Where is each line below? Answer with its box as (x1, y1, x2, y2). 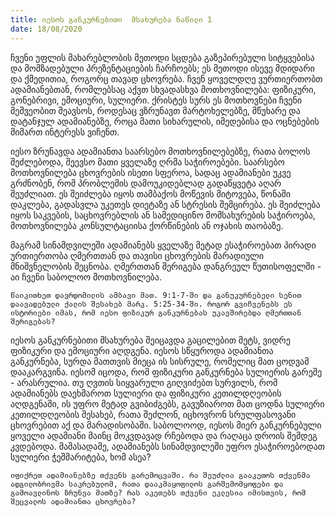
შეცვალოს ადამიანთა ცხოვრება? (10, 496, 137, 506)
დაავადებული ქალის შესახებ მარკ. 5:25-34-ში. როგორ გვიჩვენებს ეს (10, 299, 293, 309)
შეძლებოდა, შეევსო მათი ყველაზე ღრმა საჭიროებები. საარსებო (10, 156, 285, 168)
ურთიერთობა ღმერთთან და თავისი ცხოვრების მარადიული (10, 249, 265, 261)
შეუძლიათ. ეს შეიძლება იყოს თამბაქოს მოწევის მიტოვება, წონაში (10, 187, 292, 200)
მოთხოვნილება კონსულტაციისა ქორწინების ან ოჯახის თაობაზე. (10, 219, 284, 231)
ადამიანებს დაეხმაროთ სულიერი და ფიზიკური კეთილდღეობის (10, 387, 282, 399)
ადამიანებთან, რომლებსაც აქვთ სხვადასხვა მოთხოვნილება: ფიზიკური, (10, 83, 317, 95)
